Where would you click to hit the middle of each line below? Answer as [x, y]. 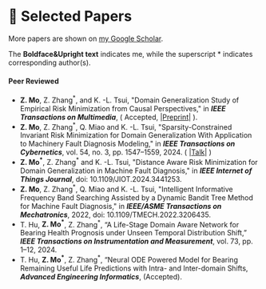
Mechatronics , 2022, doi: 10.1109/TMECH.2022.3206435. [115, 215]
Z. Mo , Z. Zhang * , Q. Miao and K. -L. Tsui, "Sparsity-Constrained [126, 126]
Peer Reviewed [34, 81]
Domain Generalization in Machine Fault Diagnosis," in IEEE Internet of [136, 171]
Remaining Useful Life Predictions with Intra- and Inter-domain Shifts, [134, 268]
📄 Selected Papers [70, 16]
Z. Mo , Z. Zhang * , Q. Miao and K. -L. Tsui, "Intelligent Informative [126, 189]
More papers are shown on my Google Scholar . [86, 38]
